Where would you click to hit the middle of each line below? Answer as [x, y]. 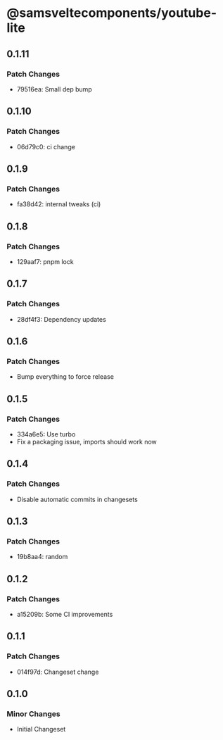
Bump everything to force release [65, 377]
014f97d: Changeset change [58, 672]
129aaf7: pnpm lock [45, 261]
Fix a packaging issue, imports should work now [87, 442]
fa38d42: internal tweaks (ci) [59, 204]
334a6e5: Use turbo [46, 434]
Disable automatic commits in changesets [77, 499]
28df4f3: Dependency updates [61, 319]
